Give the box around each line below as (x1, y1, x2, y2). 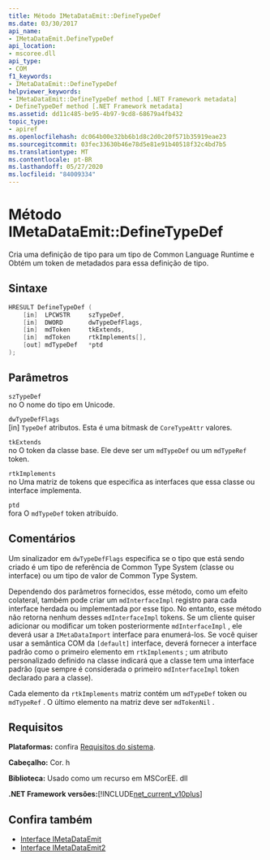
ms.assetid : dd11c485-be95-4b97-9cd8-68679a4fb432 (8, 110, 183, 119)
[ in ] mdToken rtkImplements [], (23, 334, 148, 342)
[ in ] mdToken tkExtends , (23, 326, 126, 334)
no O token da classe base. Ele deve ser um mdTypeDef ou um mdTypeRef (8, 445, 247, 455)
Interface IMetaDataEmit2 (19, 843, 106, 853)
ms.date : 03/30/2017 (8, 19, 79, 28)
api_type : (8, 58, 42, 66)
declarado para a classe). (8, 672, 93, 682)
